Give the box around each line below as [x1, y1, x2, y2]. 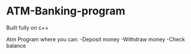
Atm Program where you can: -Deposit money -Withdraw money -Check [6, 35, 185, 43]
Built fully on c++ [6, 24, 49, 31]
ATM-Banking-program [6, 4, 126, 18]
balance [6, 42, 26, 49]
